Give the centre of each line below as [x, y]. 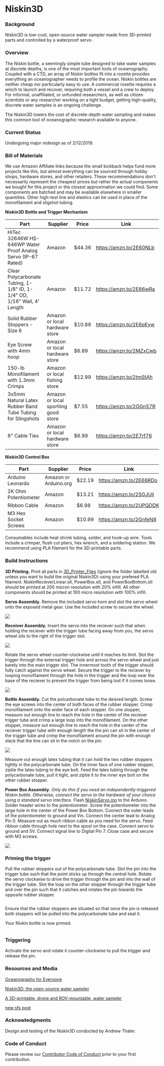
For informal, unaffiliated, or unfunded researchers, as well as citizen [74, 94]
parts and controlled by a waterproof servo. [49, 40]
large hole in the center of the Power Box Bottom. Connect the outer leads [79, 810]
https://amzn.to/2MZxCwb [126, 351]
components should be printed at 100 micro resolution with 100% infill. [76, 592]
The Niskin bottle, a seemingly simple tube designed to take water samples [81, 63]
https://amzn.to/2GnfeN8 [127, 520]
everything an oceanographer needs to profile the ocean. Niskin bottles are [81, 79]
